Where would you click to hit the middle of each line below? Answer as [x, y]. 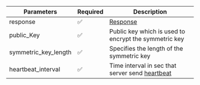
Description [150, 12]
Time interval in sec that [143, 66]
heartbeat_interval [35, 69]
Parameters [40, 12]
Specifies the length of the [146, 48]
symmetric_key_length [40, 52]
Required [90, 12]
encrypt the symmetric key [147, 39]
